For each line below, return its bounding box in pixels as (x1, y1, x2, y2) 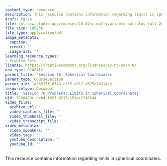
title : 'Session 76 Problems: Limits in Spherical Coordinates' (5, 91, 141, 96)
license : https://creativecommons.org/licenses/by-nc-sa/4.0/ (5, 63, 137, 68)
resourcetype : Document (5, 86, 55, 91)
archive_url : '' (9, 105, 43, 110)
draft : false (5, 16, 32, 21)
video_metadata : (5, 123, 39, 128)
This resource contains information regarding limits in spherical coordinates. (5, 156, 162, 161)
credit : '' (9, 44, 32, 49)
